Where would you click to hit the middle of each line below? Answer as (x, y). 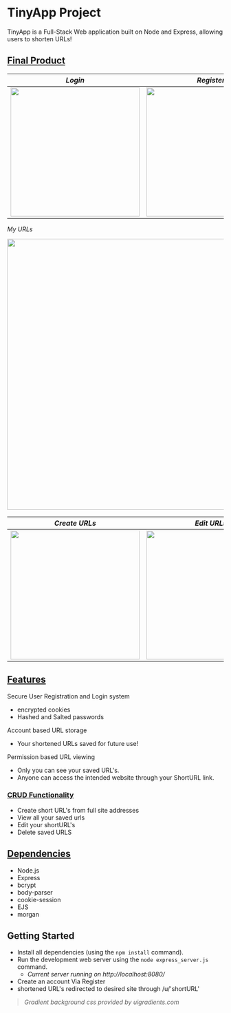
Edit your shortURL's (46, 824)
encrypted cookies (44, 710)
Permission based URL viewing (51, 757)
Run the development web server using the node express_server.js (113, 960)
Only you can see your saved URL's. (68, 770)
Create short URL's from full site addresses (78, 810)
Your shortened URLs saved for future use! (78, 743)
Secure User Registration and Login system (69, 696)
